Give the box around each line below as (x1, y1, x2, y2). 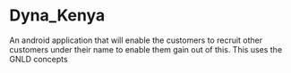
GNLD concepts (9, 53, 69, 64)
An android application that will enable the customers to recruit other (9, 35, 263, 45)
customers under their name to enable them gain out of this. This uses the (9, 44, 283, 54)
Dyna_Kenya (9, 5, 106, 26)
